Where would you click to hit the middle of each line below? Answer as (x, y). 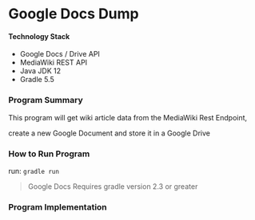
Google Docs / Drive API (60, 54)
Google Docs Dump (74, 14)
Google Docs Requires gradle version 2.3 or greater (113, 186)
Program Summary (46, 100)
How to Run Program (49, 154)
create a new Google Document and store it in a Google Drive (109, 133)
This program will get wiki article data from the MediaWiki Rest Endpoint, (128, 117)
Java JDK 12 (40, 71)
